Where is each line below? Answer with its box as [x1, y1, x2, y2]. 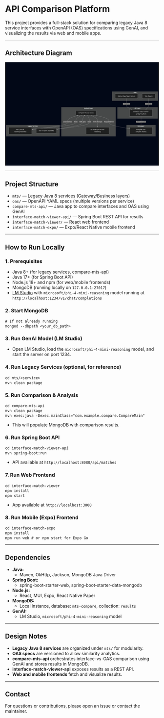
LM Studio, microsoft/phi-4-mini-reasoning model [19, 613, 122, 619]
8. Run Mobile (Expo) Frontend [5, 514, 79, 521]
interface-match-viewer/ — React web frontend [12, 219, 109, 225]
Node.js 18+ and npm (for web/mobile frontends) [12, 279, 111, 285]
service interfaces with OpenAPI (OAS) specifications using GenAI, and [5, 25, 148, 30]
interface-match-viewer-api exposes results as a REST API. [12, 666, 134, 672]
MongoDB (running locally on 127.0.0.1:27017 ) [12, 284, 107, 290]
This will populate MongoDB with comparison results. [12, 422, 120, 428]
